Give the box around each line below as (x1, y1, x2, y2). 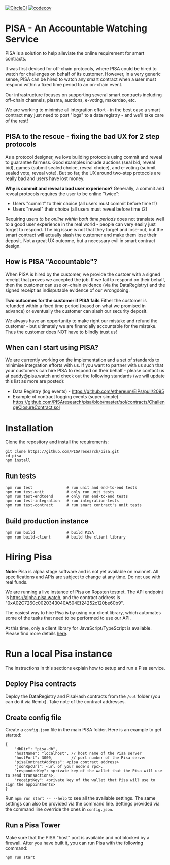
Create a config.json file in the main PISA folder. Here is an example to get (5, 727, 162, 733)
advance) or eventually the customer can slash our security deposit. (5, 308, 148, 314)
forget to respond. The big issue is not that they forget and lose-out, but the (5, 226, 164, 232)
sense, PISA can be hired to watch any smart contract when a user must (5, 76, 156, 82)
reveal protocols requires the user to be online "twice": (5, 191, 120, 197)
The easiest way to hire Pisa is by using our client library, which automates (5, 609, 161, 615)
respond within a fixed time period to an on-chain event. (5, 81, 123, 87)
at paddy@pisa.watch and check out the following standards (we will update (5, 373, 165, 379)
